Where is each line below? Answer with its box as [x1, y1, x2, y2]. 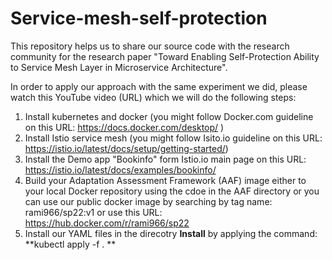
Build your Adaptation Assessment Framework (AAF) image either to [24, 174, 307, 186]
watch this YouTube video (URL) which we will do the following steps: [10, 91, 297, 103]
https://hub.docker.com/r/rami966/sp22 [24, 217, 190, 229]
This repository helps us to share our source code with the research [10, 40, 290, 52]
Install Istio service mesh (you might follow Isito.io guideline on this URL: [24, 132, 323, 144]
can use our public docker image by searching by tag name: [24, 195, 273, 207]
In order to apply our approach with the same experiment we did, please [10, 80, 308, 92]
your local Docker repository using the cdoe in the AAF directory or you [24, 185, 320, 197]
